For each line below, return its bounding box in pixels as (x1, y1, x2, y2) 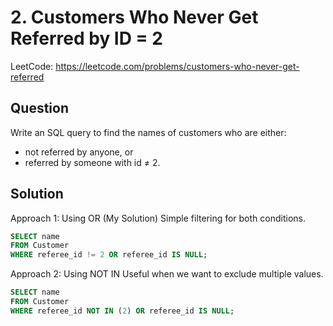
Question (10, 100, 69, 117)
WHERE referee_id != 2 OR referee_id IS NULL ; (10, 250, 208, 260)
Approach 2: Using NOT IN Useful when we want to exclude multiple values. (10, 268, 324, 280)
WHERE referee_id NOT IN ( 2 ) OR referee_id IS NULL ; (10, 306, 235, 316)
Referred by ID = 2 (10, 27, 163, 50)
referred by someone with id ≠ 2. (24, 156, 161, 168)
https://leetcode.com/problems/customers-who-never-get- (55, 60, 300, 72)
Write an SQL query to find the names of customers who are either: (10, 126, 287, 138)
